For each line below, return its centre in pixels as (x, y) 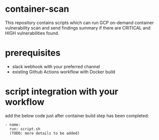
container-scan (37, 9)
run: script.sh (25, 129)
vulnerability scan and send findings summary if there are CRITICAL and (78, 28)
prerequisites (33, 53)
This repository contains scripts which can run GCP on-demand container (79, 23)
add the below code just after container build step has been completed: (77, 115)
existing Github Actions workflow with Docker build (64, 72)
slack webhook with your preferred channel (56, 66)
